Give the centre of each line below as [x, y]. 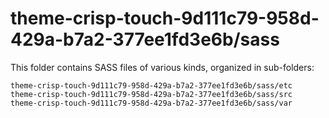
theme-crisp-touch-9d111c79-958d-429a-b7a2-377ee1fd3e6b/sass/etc [151, 85]
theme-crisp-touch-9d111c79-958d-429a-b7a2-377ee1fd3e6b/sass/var [151, 103]
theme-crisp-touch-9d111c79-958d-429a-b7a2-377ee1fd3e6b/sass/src [151, 94]
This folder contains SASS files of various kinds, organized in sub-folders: [162, 67]
